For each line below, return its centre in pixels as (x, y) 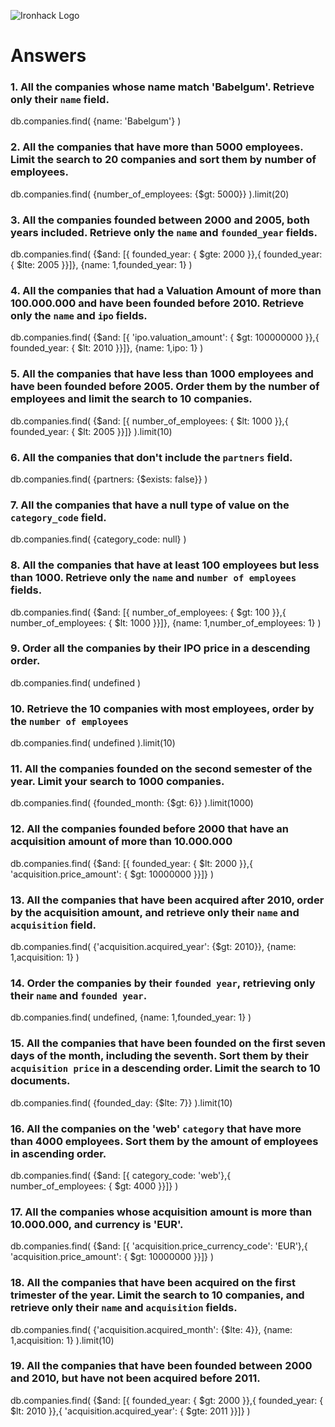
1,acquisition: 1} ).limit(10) (62, 1340)
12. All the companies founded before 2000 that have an (149, 829)
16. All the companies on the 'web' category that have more (156, 1128)
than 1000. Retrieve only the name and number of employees (153, 578)
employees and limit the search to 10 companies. (131, 399)
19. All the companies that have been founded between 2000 (161, 1366)
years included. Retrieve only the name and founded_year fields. (164, 232)
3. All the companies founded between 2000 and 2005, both (160, 220)
